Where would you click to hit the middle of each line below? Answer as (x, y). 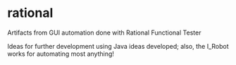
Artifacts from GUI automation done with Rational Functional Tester (104, 32)
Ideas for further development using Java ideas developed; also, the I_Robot (118, 46)
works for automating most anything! (61, 54)
